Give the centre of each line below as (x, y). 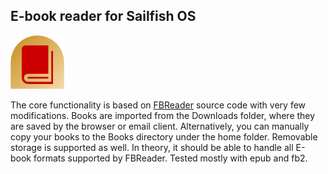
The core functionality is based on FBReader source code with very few (158, 105)
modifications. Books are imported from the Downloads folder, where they (163, 115)
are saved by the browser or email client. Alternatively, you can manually (160, 126)
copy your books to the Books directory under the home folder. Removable (164, 136)
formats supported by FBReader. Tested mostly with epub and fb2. (170, 158)
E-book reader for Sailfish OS (103, 16)
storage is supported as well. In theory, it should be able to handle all (152, 147)
